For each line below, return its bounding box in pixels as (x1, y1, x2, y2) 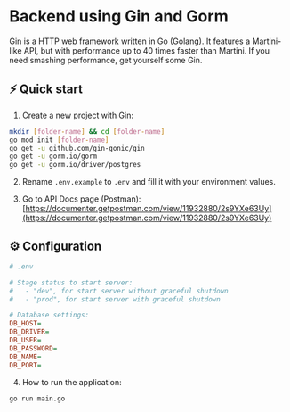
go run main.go (9, 394, 66, 403)
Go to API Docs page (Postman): (21, 194, 141, 204)
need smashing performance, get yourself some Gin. (9, 54, 203, 65)
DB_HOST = (9, 319, 42, 328)
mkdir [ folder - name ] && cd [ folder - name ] (9, 127, 165, 136)
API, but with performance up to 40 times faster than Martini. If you (23, 45, 270, 55)
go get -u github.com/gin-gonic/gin (9, 144, 145, 152)
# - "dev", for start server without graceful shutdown (9, 286, 229, 295)
